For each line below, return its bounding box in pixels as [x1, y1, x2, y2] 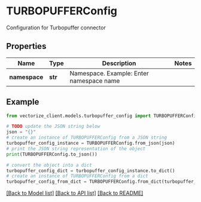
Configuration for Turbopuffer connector [6, 24, 106, 31]
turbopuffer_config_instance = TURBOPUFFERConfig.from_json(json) [6, 140, 175, 146]
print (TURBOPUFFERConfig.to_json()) [6, 151, 98, 157]
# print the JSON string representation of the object [6, 145, 146, 152]
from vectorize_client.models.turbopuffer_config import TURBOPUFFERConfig [6, 112, 199, 119]
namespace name [69, 76, 120, 85]
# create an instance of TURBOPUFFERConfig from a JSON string [6, 134, 167, 141]
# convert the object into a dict [6, 162, 93, 168]
